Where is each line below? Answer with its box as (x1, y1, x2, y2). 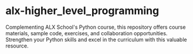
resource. (5, 42, 29, 49)
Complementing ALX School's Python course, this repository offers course (5, 23, 186, 31)
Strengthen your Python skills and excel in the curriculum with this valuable (5, 36, 187, 43)
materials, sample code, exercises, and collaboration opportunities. (5, 29, 168, 36)
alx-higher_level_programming (5, 4, 160, 18)
